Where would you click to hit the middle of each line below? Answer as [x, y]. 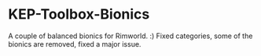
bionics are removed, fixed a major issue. [75, 44]
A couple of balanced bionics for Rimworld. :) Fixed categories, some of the [130, 36]
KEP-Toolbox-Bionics [79, 14]
